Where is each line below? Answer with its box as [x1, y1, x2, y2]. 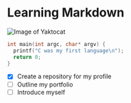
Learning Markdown [7, 5, 125, 21]
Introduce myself [16, 88, 65, 96]
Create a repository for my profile [16, 72, 112, 80]
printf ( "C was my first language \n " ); [13, 47, 125, 54]
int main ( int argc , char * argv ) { [7, 41, 106, 47]
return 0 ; [13, 54, 41, 60]
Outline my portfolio [16, 80, 73, 89]
